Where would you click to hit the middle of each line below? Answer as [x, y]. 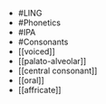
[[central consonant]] [58, 71]
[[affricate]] [39, 90]
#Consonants [43, 42]
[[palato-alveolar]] [52, 61]
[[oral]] [31, 80]
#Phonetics [39, 23]
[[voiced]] [37, 52]
